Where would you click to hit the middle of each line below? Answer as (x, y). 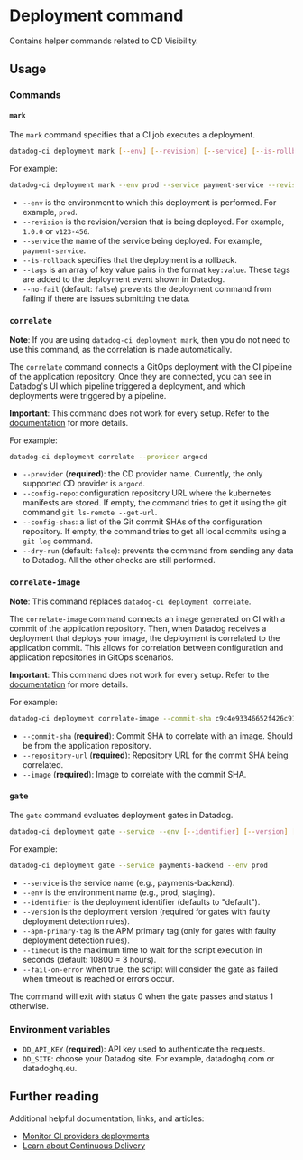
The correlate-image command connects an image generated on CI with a (147, 618)
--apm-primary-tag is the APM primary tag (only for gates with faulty (149, 930)
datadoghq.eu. (50, 1068)
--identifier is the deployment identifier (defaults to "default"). (141, 901)
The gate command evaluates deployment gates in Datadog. (121, 815)
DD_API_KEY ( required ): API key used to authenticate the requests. (144, 1049)
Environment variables (60, 1029)
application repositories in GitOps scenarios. (92, 657)
